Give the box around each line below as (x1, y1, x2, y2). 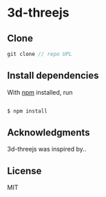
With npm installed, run (7, 88, 73, 96)
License (7, 165, 42, 177)
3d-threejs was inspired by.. (7, 145, 87, 153)
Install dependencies (7, 70, 99, 82)
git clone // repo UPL (7, 50, 72, 57)
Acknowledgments (7, 126, 91, 138)
